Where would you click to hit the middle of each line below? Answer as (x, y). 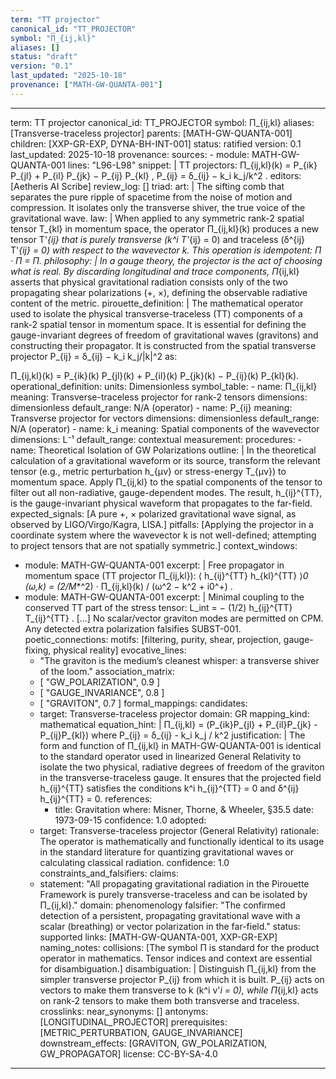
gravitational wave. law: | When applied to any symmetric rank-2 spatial (157, 218)
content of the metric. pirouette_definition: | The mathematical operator (157, 303)
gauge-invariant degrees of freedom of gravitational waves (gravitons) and (164, 335)
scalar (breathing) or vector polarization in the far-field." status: (170, 926)
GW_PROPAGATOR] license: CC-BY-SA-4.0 (128, 1053)
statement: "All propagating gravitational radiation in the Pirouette (174, 883)
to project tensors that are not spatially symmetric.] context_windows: (154, 545)
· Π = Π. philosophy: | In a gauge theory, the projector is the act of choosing (166, 260)
